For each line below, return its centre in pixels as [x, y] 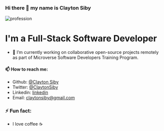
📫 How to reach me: [27, 69]
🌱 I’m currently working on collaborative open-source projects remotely [85, 52]
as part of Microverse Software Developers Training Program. [75, 58]
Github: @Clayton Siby [35, 82]
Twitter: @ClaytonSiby [35, 87]
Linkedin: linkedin [30, 92]
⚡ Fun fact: [18, 111]
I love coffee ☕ [28, 124]
